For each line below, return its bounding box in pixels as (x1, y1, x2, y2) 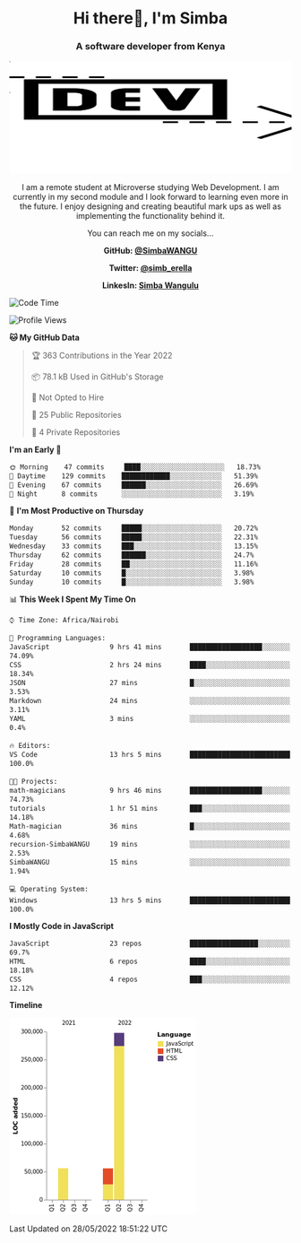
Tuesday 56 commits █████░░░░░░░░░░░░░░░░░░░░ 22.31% (9, 533, 258, 542)
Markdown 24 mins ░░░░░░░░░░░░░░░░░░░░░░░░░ (9, 697, 291, 706)
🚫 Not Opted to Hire (30, 392, 105, 403)
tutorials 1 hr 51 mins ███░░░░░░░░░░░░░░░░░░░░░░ (9, 804, 291, 813)
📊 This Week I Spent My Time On (9, 594, 136, 604)
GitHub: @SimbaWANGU (103, 246, 198, 256)
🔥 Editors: (9, 742, 51, 751)
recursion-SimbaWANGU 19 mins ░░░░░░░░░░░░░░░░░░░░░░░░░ (9, 840, 291, 849)
